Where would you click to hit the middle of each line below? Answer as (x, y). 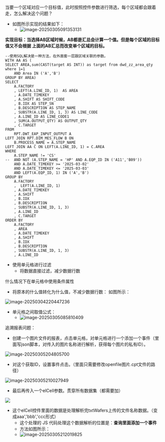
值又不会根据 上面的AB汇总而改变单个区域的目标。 (56, 46)
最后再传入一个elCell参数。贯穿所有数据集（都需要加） (67, 391)
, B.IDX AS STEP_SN (34, 104)
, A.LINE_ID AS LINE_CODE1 (42, 117)
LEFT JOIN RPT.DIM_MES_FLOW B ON (39, 138)
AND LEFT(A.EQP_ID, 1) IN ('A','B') (52, 173)
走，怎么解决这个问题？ (29, 13)
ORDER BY (14, 220)
